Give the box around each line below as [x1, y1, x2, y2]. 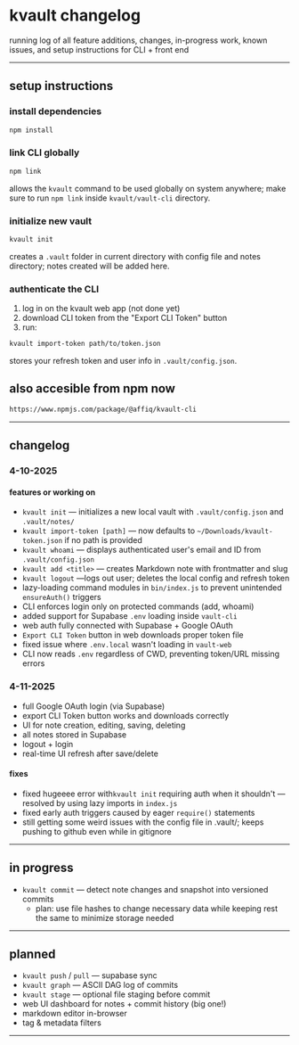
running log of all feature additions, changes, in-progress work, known [9, 35, 268, 45]
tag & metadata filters [21, 1017, 102, 1028]
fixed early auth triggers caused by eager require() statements [21, 807, 255, 818]
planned [9, 946, 56, 961]
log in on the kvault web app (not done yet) [21, 303, 181, 314]
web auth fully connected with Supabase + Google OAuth [21, 621, 234, 631]
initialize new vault [9, 215, 92, 227]
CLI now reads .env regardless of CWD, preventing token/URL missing [21, 648, 280, 660]
